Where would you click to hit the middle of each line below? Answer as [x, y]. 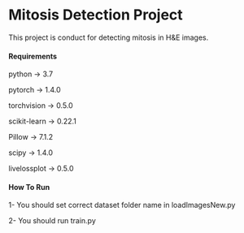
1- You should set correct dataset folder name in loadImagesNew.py [122, 205]
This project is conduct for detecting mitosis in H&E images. [109, 37]
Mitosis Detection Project [96, 15]
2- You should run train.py [52, 221]
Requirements [33, 56]
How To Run [29, 187]
